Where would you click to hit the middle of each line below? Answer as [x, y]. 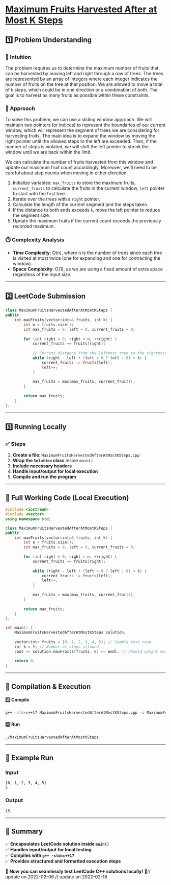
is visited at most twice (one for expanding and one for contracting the [87, 258]
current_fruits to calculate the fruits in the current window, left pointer [89, 188]
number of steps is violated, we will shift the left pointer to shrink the [77, 147]
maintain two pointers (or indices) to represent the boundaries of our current [85, 125]
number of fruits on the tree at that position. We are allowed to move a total [84, 84]
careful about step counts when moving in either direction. [67, 173]
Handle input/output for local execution [55, 471]
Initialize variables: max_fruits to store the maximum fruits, [74, 183]
